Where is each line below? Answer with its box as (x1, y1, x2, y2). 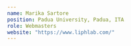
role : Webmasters (7, 22, 57, 29)
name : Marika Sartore (7, 9, 69, 17)
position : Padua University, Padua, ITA (7, 16, 125, 23)
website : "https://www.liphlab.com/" (7, 28, 115, 36)
